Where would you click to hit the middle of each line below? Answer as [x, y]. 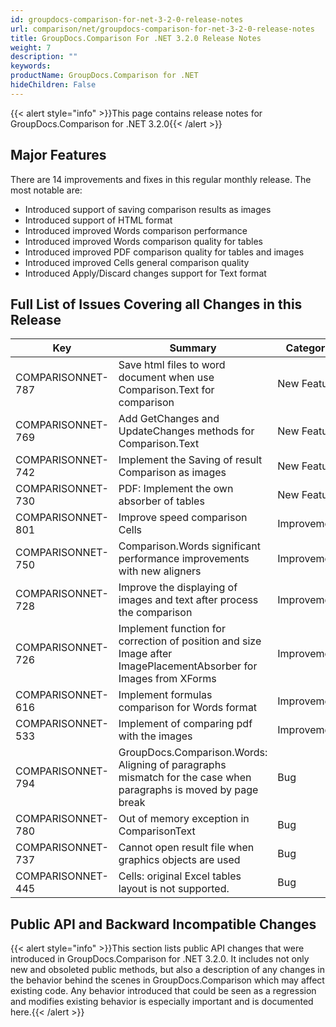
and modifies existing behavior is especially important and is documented [162, 1002]
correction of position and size [190, 641]
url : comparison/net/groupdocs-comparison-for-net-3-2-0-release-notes [162, 29]
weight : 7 [31, 47]
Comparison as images [172, 473]
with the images [155, 736]
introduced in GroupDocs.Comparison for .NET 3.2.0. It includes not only [160, 959]
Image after [145, 654]
